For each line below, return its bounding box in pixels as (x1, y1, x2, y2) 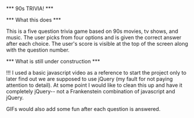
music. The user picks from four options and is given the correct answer (6, 34, 182, 41)
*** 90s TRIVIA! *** (6, 5, 54, 12)
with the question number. (6, 46, 70, 53)
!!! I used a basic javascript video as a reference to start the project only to (6, 69, 187, 76)
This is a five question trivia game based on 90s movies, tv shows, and (6, 28, 179, 35)
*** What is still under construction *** (6, 58, 100, 65)
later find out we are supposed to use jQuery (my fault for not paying (6, 76, 173, 82)
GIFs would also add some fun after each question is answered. (6, 106, 161, 112)
